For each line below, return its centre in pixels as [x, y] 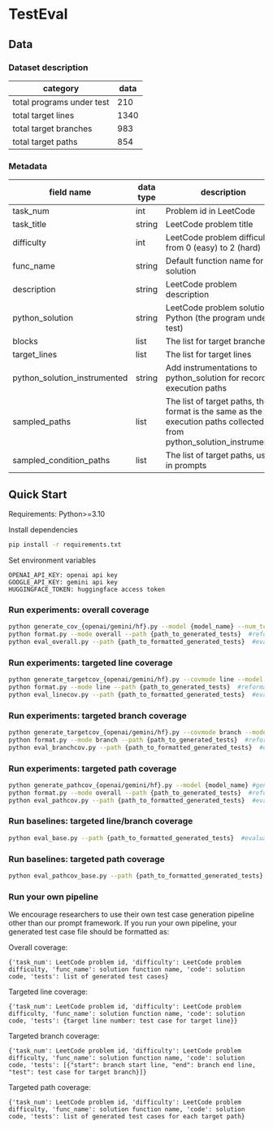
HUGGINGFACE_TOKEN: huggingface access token [87, 589]
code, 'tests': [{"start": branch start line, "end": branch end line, [132, 1066]
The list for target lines [208, 355]
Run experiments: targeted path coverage [93, 768]
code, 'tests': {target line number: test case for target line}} [123, 1021]
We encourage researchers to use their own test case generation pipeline [131, 915]
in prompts [186, 466]
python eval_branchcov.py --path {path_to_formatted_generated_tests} [130, 747]
